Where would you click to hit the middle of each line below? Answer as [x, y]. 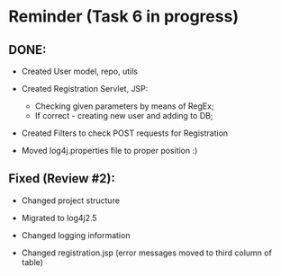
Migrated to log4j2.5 [59, 218]
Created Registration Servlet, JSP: [85, 89]
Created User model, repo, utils [80, 71]
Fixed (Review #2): [62, 178]
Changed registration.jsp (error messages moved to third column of [146, 253]
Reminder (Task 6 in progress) [124, 17]
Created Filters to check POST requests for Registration [125, 133]
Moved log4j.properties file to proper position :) [109, 151]
